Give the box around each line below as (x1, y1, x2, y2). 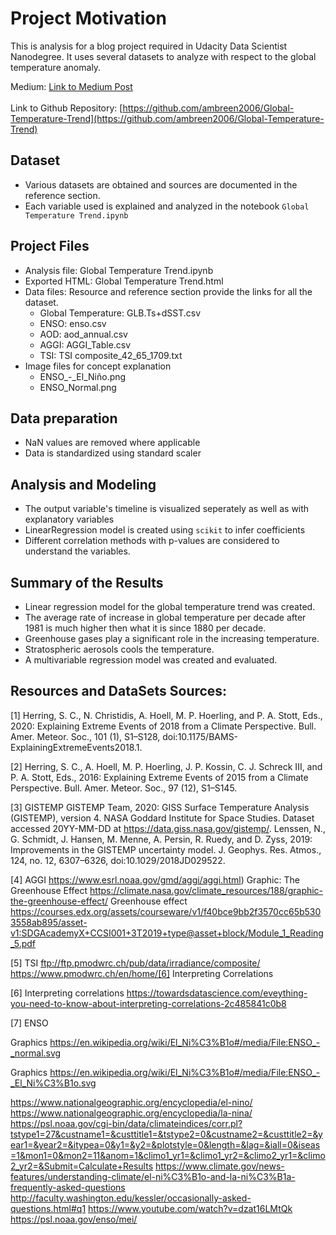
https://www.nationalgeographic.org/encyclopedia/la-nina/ (10, 1107, 253, 1119)
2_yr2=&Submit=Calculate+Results (10, 1160, 154, 1172)
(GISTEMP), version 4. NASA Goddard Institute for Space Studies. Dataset (10, 812, 315, 824)
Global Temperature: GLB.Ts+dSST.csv (39, 307, 202, 319)
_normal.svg (10, 1047, 62, 1059)
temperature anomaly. (10, 61, 102, 73)
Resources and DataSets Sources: (10, 683, 228, 700)
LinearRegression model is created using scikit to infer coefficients (24, 524, 306, 536)
